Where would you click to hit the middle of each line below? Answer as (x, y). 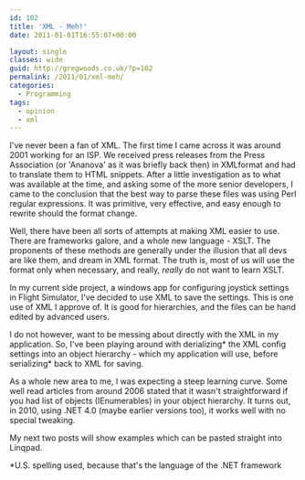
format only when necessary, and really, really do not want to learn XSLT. (147, 270)
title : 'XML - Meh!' (49, 27)
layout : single (38, 51)
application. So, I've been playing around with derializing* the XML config (148, 345)
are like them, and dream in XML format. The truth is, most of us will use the (152, 261)
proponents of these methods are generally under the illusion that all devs (148, 251)
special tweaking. (42, 421)
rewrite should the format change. (74, 213)
